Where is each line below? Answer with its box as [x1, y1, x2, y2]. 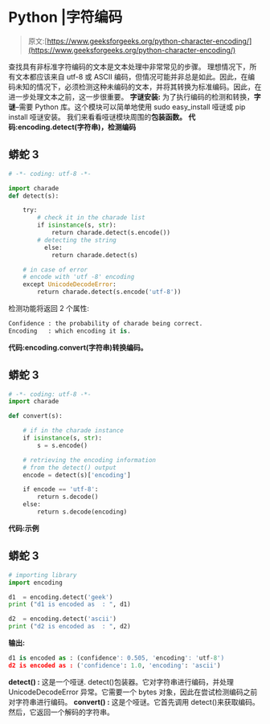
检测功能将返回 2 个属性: [8, 304, 90, 313]
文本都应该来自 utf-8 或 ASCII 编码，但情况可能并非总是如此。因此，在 [14, 72, 248, 81]
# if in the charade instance [22, 427, 125, 435]
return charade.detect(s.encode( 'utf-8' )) [37, 288, 182, 297]
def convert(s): [8, 412, 63, 420]
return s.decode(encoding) [37, 508, 128, 516]
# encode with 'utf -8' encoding [22, 273, 135, 281]
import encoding [8, 579, 63, 587]
